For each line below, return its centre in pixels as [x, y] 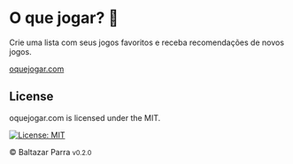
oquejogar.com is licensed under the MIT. [85, 117]
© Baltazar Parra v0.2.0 [50, 152]
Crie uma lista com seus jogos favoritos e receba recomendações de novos [147, 42]
